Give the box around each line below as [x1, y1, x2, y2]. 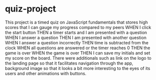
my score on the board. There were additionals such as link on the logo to [5, 55, 152, 61]
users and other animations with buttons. [5, 70, 86, 76]
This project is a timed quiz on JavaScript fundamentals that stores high [5, 19, 148, 25]
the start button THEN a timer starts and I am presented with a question [5, 29, 147, 35]
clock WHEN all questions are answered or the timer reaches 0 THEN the [5, 45, 151, 51]
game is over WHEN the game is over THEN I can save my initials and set [5, 50, 151, 56]
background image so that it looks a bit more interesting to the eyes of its [5, 65, 151, 71]
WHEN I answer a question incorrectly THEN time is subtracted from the [5, 40, 149, 45]
